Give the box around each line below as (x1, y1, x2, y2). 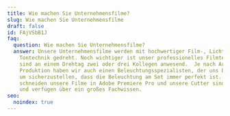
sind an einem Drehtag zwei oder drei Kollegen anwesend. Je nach (19, 61, 216, 68)
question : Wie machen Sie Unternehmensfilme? (13, 42, 146, 48)
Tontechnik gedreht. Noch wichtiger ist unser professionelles (19, 55, 204, 61)
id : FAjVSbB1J (7, 29, 48, 36)
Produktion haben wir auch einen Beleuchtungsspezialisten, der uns (19, 67, 219, 74)
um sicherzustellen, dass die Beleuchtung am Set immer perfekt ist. (19, 73, 222, 81)
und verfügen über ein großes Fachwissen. (19, 86, 142, 93)
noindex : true (13, 99, 53, 106)
